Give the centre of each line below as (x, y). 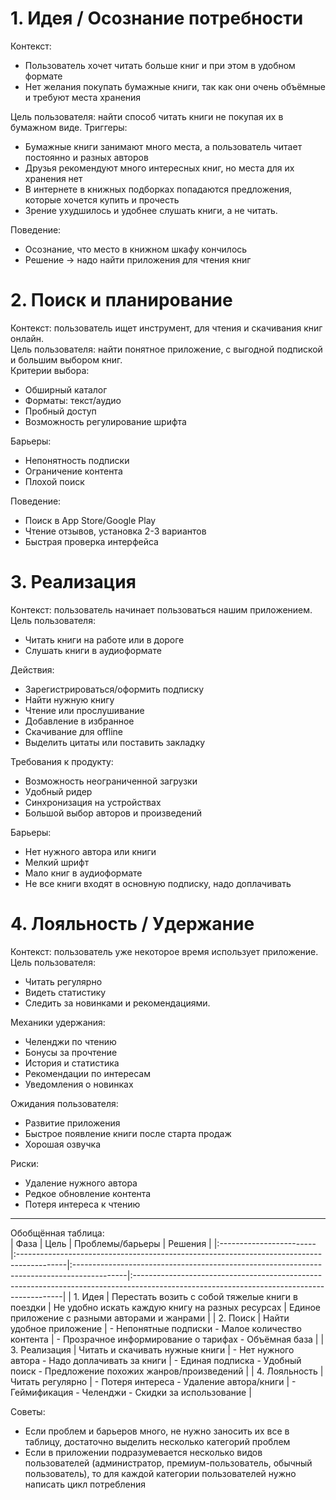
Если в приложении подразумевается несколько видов (143, 1452)
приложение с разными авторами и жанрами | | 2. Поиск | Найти (150, 1318)
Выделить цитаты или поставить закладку (115, 742)
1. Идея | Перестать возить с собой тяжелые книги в (185, 1296)
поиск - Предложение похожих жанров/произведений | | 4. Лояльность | (167, 1371)
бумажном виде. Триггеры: (69, 127)
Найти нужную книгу (69, 699)
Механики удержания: (58, 1022)
